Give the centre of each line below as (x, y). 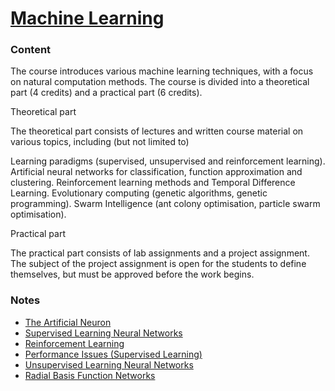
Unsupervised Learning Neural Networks (109, 364)
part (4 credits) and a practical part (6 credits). (106, 93)
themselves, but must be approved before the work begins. (132, 274)
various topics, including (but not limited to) (100, 142)
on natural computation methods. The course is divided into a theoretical (160, 82)
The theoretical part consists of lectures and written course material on (157, 131)
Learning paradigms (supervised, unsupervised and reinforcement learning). (168, 161)
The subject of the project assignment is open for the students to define (158, 264)
